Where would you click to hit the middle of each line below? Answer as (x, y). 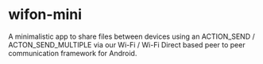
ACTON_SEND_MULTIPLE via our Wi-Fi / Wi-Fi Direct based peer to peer (127, 44)
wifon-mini (45, 15)
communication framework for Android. (73, 53)
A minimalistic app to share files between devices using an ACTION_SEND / (132, 36)
